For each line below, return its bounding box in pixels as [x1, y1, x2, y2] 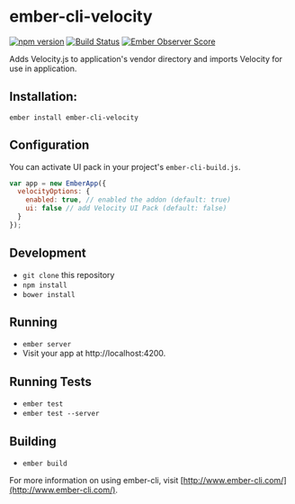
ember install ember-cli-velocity [9, 112, 139, 122]
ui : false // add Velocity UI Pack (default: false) [25, 204, 228, 213]
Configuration [9, 138, 90, 153]
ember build [22, 459, 67, 469]
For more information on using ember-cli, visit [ [9, 475, 184, 486]
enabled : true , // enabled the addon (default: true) [25, 195, 231, 204]
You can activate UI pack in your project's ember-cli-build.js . [9, 161, 241, 172]
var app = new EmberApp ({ [9, 178, 106, 188]
